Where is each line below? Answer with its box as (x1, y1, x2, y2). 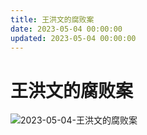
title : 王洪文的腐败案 (10, 14, 95, 25)
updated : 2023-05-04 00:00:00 (10, 33, 137, 43)
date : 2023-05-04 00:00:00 (10, 24, 123, 34)
